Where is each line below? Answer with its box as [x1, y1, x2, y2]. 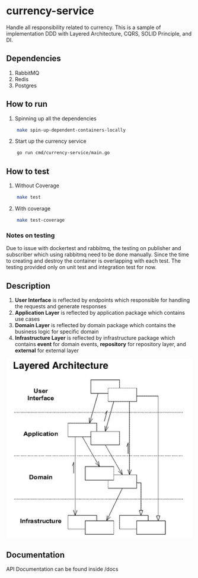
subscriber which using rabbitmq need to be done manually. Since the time [6, 251, 190, 258]
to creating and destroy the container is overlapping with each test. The [6, 257, 181, 264]
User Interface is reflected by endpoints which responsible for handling [14, 296, 190, 304]
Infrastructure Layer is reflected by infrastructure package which [14, 334, 175, 341]
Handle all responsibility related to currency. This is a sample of [6, 24, 161, 31]
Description [6, 280, 50, 291]
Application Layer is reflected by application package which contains [14, 309, 186, 316]
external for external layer [14, 347, 79, 354]
